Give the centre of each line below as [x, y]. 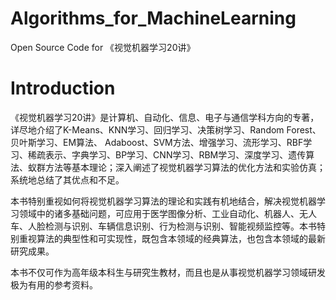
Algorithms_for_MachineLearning [153, 18]
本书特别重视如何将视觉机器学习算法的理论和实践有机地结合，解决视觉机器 [163, 201]
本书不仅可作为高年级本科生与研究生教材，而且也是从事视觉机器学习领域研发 [168, 272]
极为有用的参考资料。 [54, 284]
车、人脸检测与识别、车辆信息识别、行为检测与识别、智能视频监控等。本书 [163, 226]
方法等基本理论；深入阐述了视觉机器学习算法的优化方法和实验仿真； [185, 167]
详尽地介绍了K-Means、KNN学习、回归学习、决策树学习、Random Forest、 [166, 129]
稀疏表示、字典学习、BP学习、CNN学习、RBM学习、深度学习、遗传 [167, 154]
